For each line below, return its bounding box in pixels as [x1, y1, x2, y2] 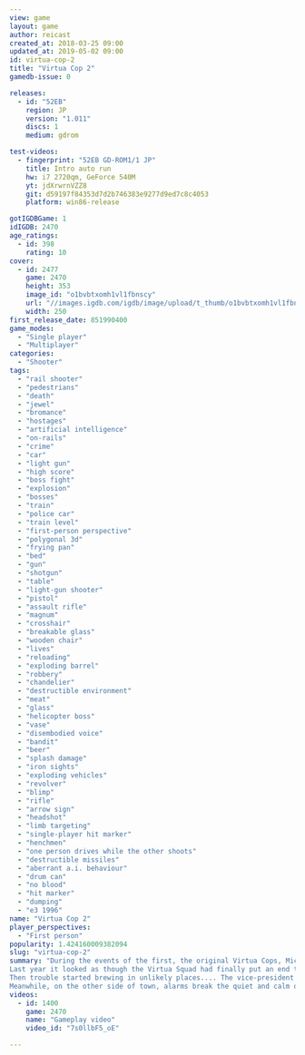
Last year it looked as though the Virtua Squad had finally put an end [9, 965, 290, 974]
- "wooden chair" [17, 636, 84, 645]
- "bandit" [17, 737, 59, 747]
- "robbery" [17, 669, 64, 679]
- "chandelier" [17, 678, 75, 688]
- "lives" [17, 644, 54, 653]
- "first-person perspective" [17, 526, 132, 535]
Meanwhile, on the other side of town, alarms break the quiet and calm [9, 982, 290, 991]
